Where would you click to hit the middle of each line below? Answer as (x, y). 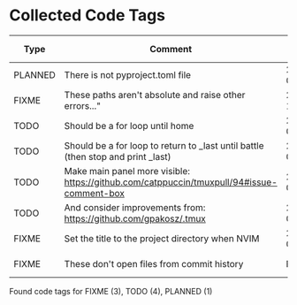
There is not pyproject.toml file (128, 74)
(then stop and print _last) (118, 156)
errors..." (83, 105)
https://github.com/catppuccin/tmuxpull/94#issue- (171, 182)
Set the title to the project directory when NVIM (162, 238)
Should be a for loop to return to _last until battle (164, 145)
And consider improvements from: (135, 207)
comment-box (95, 193)
